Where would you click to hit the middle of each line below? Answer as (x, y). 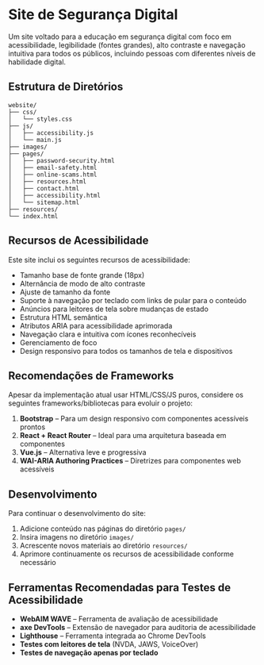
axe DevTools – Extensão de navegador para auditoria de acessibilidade (138, 627)
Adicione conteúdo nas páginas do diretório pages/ (103, 529)
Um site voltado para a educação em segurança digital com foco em (120, 37)
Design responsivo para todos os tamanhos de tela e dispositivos (126, 351)
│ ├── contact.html (44, 188)
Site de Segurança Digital (93, 15)
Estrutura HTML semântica (63, 317)
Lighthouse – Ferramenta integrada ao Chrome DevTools (113, 636)
